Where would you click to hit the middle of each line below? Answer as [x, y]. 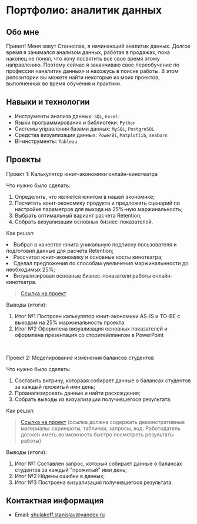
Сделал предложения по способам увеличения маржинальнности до [101, 263]
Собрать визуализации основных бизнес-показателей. [84, 222]
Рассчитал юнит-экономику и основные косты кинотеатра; [88, 257]
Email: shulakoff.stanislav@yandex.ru [60, 515]
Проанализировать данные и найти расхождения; [77, 393]
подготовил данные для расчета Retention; [60, 251]
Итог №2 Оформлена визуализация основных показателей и [91, 328]
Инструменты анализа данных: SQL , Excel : [67, 116]
